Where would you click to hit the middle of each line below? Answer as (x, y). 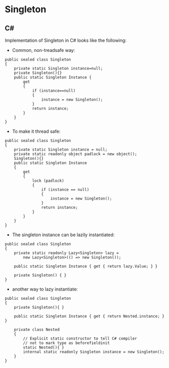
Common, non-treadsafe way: (44, 50)
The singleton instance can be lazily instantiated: (63, 235)
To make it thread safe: (36, 131)
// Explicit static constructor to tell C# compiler (80, 338)
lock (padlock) (48, 181)
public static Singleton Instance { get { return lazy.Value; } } (86, 266)
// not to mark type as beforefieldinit (66, 343)
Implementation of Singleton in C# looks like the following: (66, 40)
